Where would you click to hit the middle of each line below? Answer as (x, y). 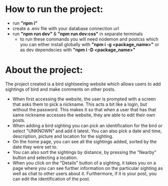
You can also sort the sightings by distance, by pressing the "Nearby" (85, 152)
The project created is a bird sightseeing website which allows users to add (83, 84)
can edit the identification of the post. (51, 178)
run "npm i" (25, 23)
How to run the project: (54, 9)
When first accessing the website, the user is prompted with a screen (84, 99)
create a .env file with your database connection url (66, 28)
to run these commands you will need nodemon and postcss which (89, 39)
